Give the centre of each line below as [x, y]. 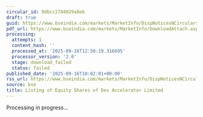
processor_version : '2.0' [44, 57]
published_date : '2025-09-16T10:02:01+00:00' [64, 74]
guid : [13, 23]
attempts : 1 [27, 40]
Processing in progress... [37, 107]
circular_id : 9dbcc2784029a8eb [46, 12]
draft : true [21, 17]
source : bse [21, 85]
